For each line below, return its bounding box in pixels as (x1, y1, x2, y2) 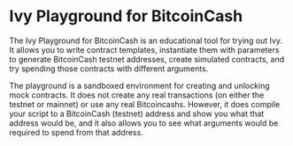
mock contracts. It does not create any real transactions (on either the (9, 90, 265, 100)
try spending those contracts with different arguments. (9, 63, 209, 74)
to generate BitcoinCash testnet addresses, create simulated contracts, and (9, 54, 285, 64)
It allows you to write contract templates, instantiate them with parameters (9, 44, 280, 55)
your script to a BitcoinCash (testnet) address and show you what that (9, 108, 265, 119)
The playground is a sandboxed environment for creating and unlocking (9, 80, 270, 91)
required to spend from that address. (9, 127, 143, 137)
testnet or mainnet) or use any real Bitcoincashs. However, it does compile (9, 99, 281, 109)
